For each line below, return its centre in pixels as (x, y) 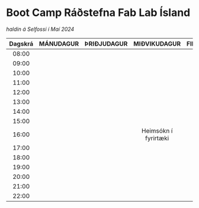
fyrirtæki (157, 138)
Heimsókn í (157, 130)
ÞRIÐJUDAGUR (106, 43)
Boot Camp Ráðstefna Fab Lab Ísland (98, 13)
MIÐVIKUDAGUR (157, 43)
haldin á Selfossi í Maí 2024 (40, 29)
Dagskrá (21, 43)
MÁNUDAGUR (59, 43)
